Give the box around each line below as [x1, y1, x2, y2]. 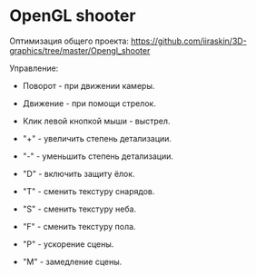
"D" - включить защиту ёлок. [22, 168, 135, 179]
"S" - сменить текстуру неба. [22, 203, 137, 214]
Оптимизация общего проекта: [9, 35, 130, 46]
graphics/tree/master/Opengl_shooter [9, 44, 151, 55]
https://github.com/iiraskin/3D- [131, 35, 247, 46]
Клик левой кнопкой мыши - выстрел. [22, 115, 171, 126]
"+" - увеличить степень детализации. [22, 133, 172, 143]
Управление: [9, 63, 59, 74]
